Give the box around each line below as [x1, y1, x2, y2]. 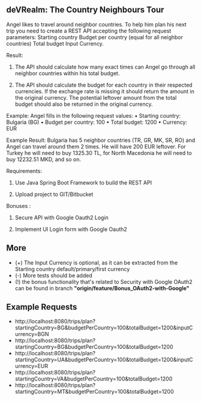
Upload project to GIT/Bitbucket [14, 191, 94, 198]
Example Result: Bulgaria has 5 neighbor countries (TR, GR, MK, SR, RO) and [6, 136, 196, 144]
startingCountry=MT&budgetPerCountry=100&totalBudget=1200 [14, 388, 174, 396]
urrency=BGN [14, 331, 49, 338]
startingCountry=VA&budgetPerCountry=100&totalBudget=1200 [14, 375, 173, 382]
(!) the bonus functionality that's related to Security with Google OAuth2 [14, 278, 193, 285]
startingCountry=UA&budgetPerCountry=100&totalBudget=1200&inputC [14, 356, 193, 363]
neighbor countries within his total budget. [14, 69, 120, 77]
